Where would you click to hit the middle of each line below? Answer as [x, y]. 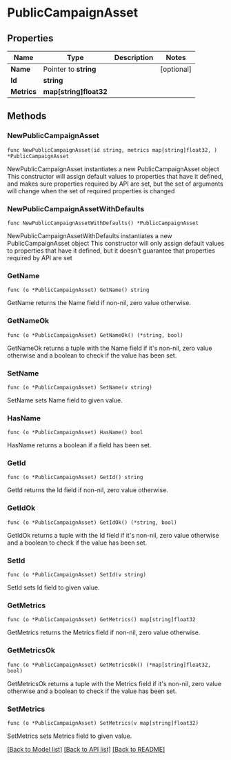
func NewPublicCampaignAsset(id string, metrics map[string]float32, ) [112, 150]
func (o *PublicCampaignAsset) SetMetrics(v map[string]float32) [103, 723]
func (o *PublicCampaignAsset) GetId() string [75, 478]
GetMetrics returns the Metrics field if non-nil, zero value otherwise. [104, 632]
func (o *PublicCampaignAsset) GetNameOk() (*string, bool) [96, 335]
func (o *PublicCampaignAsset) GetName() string [78, 290]
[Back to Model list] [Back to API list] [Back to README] [86, 749]
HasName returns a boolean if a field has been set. [79, 445]
